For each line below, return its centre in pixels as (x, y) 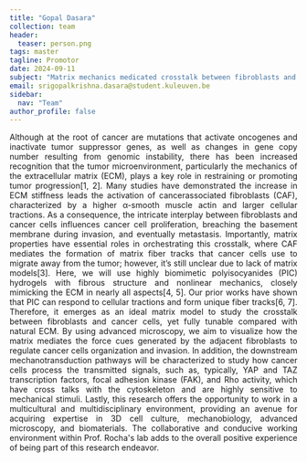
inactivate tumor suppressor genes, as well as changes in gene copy (153, 147)
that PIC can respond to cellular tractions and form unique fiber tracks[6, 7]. (153, 302)
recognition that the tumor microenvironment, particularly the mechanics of (153, 166)
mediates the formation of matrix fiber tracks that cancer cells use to (153, 254)
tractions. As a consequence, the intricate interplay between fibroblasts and (153, 215)
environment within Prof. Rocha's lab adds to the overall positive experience (153, 438)
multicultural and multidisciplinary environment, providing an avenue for (153, 409)
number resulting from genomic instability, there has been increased (153, 157)
